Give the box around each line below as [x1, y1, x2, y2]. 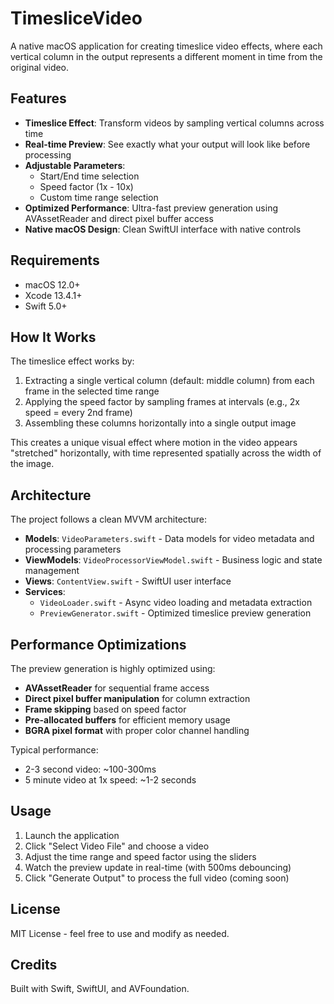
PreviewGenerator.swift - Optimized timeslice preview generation [39, 607, 312, 619]
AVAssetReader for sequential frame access [24, 682, 210, 694]
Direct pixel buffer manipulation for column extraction [24, 693, 251, 704]
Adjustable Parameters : [24, 159, 126, 171]
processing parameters [24, 543, 122, 556]
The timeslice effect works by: [10, 355, 135, 367]
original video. [10, 61, 70, 73]
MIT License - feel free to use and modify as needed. [10, 927, 230, 939]
